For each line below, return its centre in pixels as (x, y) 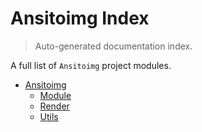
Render (54, 106)
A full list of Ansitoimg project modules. (91, 65)
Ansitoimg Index (80, 18)
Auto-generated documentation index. (113, 46)
